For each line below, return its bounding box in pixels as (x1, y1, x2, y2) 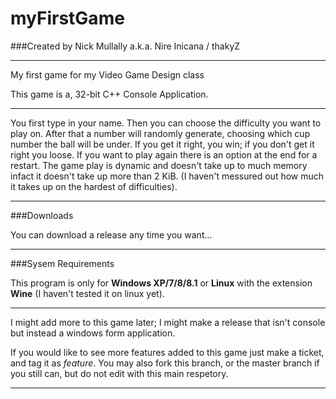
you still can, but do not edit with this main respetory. (10, 367, 229, 379)
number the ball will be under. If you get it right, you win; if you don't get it (10, 138, 315, 150)
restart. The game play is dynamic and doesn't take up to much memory (10, 159, 308, 171)
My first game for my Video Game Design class (10, 68, 205, 81)
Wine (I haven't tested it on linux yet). (10, 287, 165, 299)
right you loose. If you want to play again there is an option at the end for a (10, 148, 318, 161)
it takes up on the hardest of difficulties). (10, 180, 178, 192)
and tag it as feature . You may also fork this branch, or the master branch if (10, 357, 320, 369)
